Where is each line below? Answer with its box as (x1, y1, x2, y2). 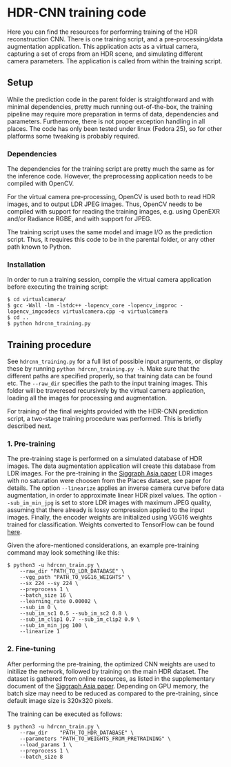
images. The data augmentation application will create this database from (7, 462, 216, 470)
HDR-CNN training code (7, 5, 147, 21)
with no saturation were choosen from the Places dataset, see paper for (7, 477, 212, 485)
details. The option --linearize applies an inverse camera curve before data (7, 484, 225, 492)
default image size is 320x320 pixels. (7, 696, 114, 704)
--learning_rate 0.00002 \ (19, 598, 97, 605)
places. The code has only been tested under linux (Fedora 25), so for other (7, 124, 223, 132)
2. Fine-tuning (7, 644, 57, 654)
